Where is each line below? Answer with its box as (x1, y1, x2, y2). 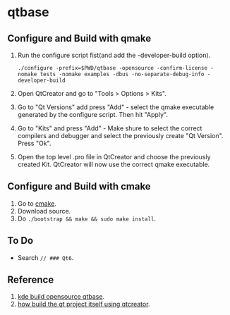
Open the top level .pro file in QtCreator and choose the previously (17, 153, 211, 161)
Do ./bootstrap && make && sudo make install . (17, 214, 157, 223)
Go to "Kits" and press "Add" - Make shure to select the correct (17, 124, 202, 132)
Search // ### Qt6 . (17, 253, 74, 261)
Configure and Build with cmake (7, 180, 151, 192)
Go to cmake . (17, 199, 57, 208)
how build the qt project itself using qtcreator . (17, 300, 150, 309)
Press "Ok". (17, 139, 52, 147)
